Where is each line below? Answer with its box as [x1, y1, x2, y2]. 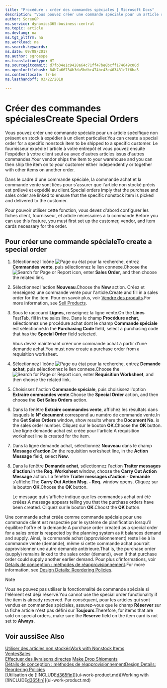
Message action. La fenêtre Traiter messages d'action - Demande [12, 473, 150, 479]
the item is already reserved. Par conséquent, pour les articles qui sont [5, 596, 150, 603]
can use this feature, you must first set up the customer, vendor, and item [5, 218, 156, 224]
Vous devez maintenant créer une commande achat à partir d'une [12, 340, 147, 346]
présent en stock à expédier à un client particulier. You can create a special [5, 135, 158, 141]
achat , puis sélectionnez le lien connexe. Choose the [12, 366, 120, 372]
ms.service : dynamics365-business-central [5, 21, 94, 26]
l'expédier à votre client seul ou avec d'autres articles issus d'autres [5, 150, 145, 157]
